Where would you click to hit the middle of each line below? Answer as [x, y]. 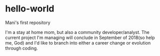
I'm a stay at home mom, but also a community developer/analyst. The [77, 32]
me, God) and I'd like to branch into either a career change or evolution [78, 42]
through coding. [22, 48]
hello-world [30, 9]
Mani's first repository [28, 22]
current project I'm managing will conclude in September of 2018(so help [80, 37]
